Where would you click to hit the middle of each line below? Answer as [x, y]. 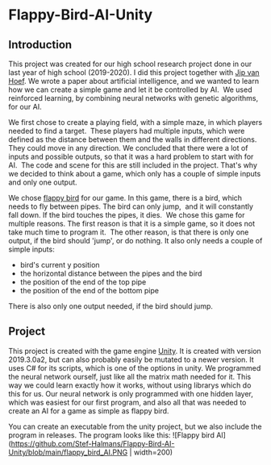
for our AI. [25, 107]
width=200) [153, 452]
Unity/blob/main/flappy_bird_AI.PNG [68, 452]
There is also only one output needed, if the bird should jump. [111, 306]
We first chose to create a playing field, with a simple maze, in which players [135, 122]
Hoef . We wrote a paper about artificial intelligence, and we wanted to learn [134, 81]
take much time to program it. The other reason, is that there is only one [129, 232]
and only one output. [43, 182]
